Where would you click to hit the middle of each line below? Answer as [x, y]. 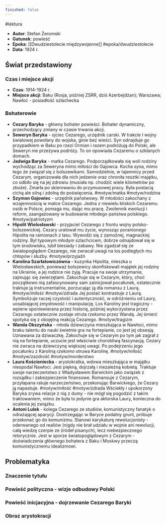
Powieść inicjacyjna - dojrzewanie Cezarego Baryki [68, 502]
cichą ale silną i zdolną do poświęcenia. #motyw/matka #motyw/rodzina [86, 193]
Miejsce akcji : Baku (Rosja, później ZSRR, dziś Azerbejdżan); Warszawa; [87, 95]
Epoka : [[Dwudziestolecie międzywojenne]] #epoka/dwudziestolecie [83, 44]
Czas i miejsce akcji [29, 79]
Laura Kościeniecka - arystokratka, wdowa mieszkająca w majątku [81, 362]
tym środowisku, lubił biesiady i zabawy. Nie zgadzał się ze [73, 245]
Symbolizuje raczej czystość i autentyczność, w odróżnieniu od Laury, [84, 298]
